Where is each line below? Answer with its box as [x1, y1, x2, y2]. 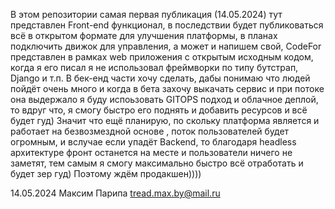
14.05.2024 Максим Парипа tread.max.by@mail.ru [10, 187, 221, 199]
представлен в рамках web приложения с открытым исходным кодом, [10, 51, 314, 63]
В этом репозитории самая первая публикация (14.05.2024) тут [10, 9, 283, 20]
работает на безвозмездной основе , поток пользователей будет [10, 125, 290, 137]
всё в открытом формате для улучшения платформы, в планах [10, 30, 278, 41]
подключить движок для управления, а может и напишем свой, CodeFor [10, 40, 322, 52]
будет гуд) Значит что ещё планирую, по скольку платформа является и [10, 115, 320, 126]
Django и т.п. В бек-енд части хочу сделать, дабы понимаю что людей [10, 72, 311, 84]
